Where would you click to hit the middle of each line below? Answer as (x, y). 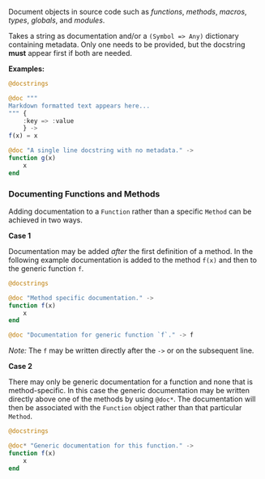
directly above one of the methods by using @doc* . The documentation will (132, 399)
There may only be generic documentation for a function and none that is (131, 382)
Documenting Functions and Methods (84, 193)
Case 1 (20, 235)
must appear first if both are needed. (70, 53)
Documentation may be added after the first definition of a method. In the (131, 251)
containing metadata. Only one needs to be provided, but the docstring (127, 45)
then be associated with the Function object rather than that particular (125, 408)
